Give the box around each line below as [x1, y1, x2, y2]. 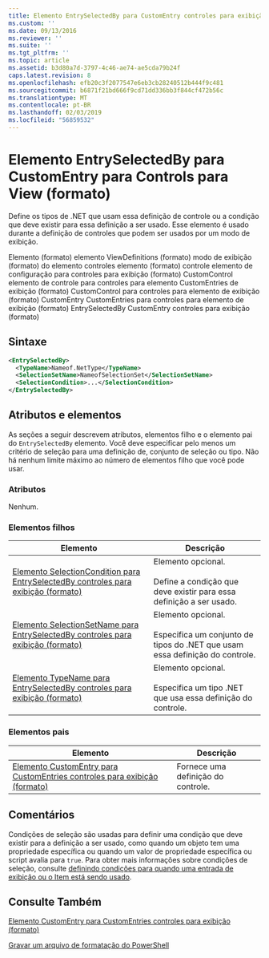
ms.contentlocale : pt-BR [8, 101, 91, 109]
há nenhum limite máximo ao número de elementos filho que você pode [8, 455, 245, 465]
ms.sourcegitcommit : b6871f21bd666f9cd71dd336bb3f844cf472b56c [8, 86, 224, 95]
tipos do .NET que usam [153, 639, 244, 650]
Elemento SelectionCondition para [12, 566, 141, 577]
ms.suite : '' [8, 42, 52, 50]
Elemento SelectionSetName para [12, 619, 139, 630]
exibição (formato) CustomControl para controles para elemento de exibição [8, 286, 260, 296]
